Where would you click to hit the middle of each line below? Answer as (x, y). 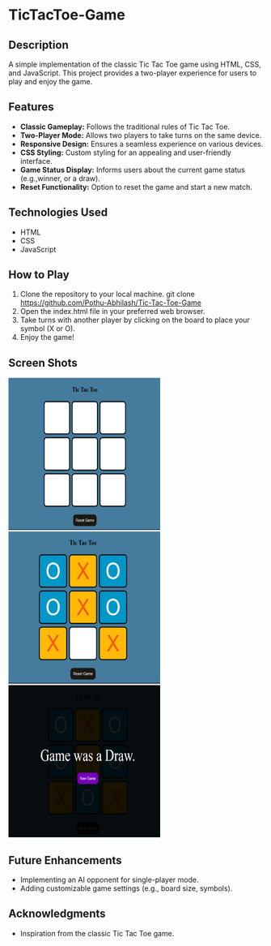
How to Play (39, 275)
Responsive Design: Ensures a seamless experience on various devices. (142, 144)
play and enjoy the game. (51, 82)
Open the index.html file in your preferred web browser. (112, 312)
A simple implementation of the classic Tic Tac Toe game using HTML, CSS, (135, 64)
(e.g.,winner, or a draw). (60, 178)
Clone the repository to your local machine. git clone (108, 295)
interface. (36, 161)
